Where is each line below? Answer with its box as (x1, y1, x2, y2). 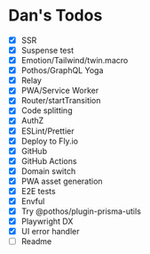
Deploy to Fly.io (20, 135, 79, 146)
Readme (20, 236, 52, 247)
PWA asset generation (20, 176, 103, 186)
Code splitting (20, 105, 73, 116)
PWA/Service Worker (20, 86, 99, 96)
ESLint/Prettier (20, 126, 75, 136)
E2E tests (20, 185, 56, 196)
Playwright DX (20, 216, 74, 227)
